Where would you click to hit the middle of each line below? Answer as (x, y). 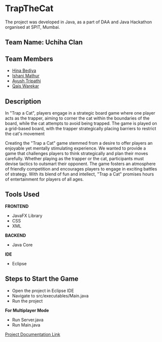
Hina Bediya (24, 70)
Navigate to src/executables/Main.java (50, 296)
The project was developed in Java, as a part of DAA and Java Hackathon (79, 22)
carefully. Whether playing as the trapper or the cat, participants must (74, 158)
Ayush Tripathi (26, 81)
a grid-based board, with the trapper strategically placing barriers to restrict (81, 128)
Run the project (27, 301)
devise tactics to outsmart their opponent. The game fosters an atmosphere (80, 164)
